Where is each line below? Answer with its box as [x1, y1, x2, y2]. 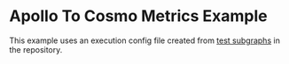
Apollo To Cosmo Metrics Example [9, 6, 268, 26]
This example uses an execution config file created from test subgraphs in [9, 35, 281, 46]
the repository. [9, 44, 63, 54]
